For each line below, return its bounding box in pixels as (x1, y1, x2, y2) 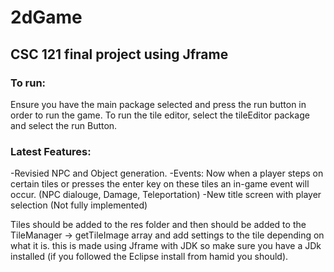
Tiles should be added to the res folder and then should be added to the (10, 219, 307, 231)
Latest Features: (10, 144, 92, 158)
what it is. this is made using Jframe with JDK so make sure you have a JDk (10, 240, 322, 252)
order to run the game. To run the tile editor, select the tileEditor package (10, 109, 310, 121)
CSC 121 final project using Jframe (10, 46, 229, 63)
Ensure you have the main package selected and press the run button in (10, 98, 307, 110)
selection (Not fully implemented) (10, 199, 148, 211)
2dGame (10, 6, 83, 29)
